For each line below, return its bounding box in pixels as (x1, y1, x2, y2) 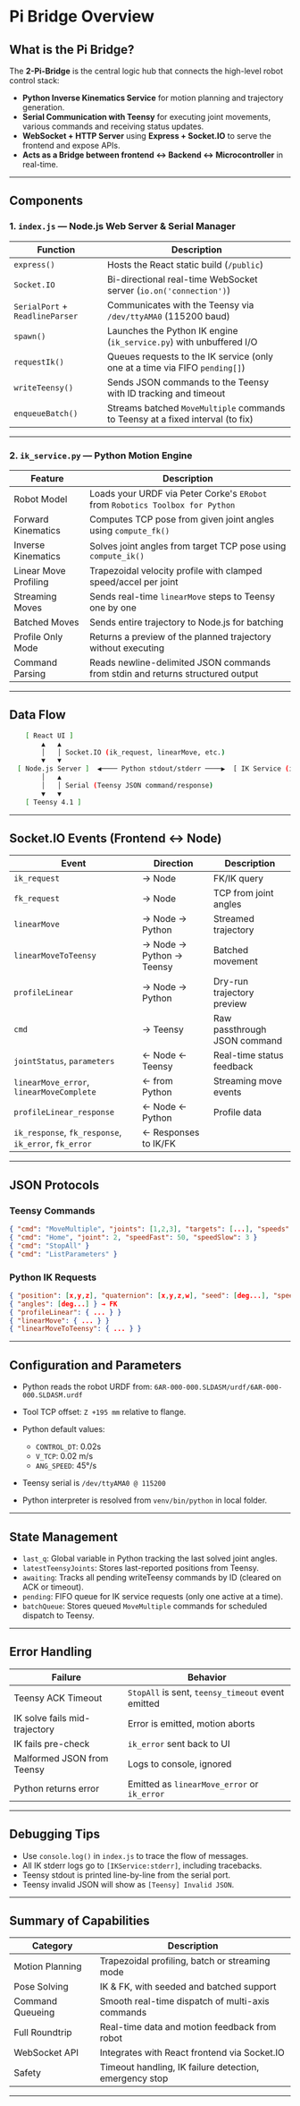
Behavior (187, 1671, 227, 1684)
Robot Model (13, 492, 68, 505)
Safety (13, 2067, 42, 2079)
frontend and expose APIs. (21, 141, 121, 150)
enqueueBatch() (13, 408, 79, 418)
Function (37, 243, 76, 256)
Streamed (212, 913, 254, 925)
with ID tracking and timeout (106, 387, 226, 399)
